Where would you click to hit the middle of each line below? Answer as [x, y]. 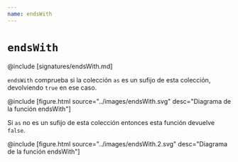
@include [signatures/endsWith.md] [60, 66]
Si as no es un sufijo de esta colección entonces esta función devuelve [111, 122]
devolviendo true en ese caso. [52, 87]
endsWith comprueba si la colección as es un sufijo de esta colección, [109, 80]
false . [16, 130]
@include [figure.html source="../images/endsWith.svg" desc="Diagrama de [119, 101]
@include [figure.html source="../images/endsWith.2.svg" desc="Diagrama [118, 144]
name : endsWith [30, 14]
